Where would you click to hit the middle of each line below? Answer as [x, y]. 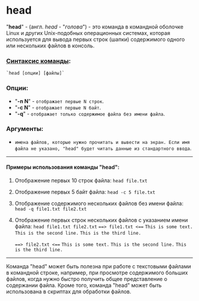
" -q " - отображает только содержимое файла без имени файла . [90, 114]
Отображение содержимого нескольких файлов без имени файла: [99, 204]
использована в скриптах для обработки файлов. [69, 292]
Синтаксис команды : [38, 61]
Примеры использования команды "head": [63, 167]
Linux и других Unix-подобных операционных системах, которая [88, 33]
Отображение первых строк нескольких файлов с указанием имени [101, 220]
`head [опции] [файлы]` [36, 73]
